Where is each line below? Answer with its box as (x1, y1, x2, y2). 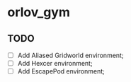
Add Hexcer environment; (17, 59, 93, 68)
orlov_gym (7, 4, 71, 20)
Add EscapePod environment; (17, 67, 105, 76)
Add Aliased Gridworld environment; (17, 51, 124, 59)
